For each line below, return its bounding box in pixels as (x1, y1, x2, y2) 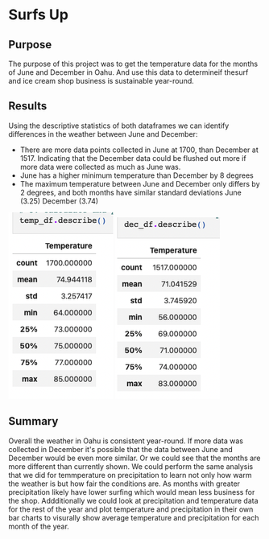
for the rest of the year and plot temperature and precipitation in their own (8, 504, 254, 514)
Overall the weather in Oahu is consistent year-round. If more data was (8, 436, 244, 446)
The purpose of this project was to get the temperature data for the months (8, 59, 259, 68)
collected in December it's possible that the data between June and (8, 444, 234, 454)
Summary (8, 414, 59, 428)
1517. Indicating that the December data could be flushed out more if (19, 153, 247, 163)
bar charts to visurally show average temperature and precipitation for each (8, 512, 259, 522)
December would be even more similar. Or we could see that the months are (8, 453, 261, 463)
